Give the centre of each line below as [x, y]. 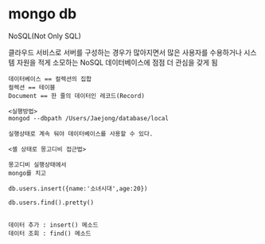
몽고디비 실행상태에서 [37, 164]
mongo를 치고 [27, 173]
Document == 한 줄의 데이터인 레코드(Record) [77, 96]
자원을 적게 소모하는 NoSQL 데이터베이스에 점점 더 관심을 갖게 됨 [117, 62]
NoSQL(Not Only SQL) [45, 36]
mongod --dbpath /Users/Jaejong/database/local [89, 118]
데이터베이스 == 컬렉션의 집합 [50, 79]
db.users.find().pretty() [51, 203]
